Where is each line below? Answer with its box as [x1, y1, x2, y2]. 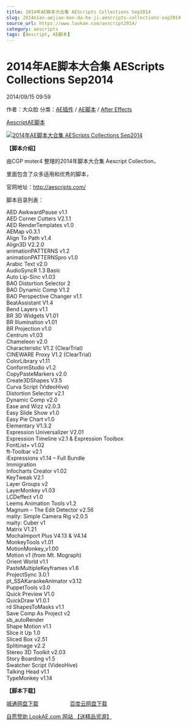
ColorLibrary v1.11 [6, 358, 50, 365]
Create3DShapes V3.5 [6, 377, 63, 384]
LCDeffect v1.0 [6, 493, 44, 501]
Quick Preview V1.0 [6, 590, 55, 597]
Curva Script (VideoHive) [6, 383, 69, 390]
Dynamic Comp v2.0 [6, 396, 58, 404]
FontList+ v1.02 [6, 442, 44, 449]
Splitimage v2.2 [6, 642, 46, 649]
